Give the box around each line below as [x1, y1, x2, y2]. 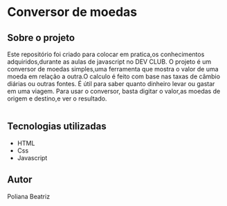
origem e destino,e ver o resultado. [7, 94, 107, 103]
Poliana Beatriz [7, 192, 51, 200]
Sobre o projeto [7, 32, 75, 44]
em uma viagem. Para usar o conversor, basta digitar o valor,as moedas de [7, 87, 221, 95]
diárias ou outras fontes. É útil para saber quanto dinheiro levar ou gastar [7, 80, 215, 87]
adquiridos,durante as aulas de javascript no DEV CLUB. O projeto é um [7, 58, 212, 66]
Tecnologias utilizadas [7, 121, 107, 132]
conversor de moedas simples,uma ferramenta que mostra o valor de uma [7, 65, 219, 73]
